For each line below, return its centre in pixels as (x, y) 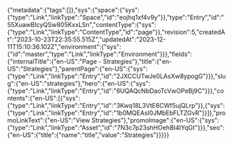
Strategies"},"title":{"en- (138, 61)
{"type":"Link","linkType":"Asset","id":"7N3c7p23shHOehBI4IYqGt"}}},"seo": (116, 128)
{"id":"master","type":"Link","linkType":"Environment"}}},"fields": (100, 54)
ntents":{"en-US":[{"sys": (44, 98)
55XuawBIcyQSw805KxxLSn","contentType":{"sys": (82, 25)
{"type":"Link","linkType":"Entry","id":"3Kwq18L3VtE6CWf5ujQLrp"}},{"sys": (116, 106)
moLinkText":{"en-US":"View (49, 120)
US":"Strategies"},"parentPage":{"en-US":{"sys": (78, 69)
